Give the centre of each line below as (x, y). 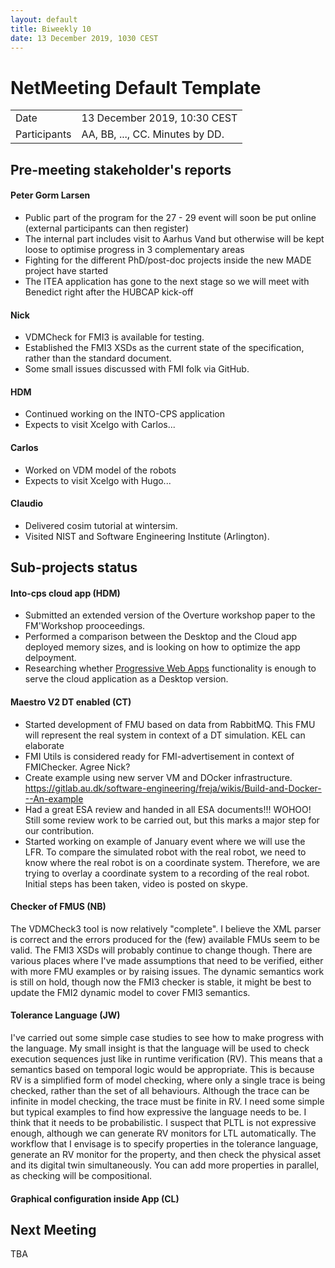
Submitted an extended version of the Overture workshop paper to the (170, 615)
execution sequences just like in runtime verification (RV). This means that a (166, 1058)
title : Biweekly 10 (51, 29)
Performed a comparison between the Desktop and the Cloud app (161, 637)
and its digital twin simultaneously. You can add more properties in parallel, (165, 1165)
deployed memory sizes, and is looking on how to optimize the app (162, 647)
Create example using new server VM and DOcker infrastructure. (158, 777)
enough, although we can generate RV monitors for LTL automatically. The (163, 1133)
